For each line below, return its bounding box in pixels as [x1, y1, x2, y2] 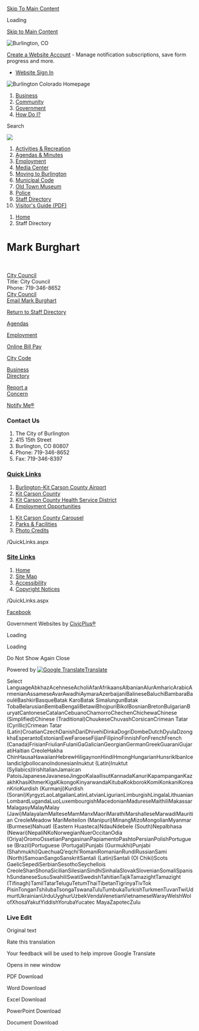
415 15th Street [15, 436, 52, 443]
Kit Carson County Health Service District [15, 496, 117, 503]
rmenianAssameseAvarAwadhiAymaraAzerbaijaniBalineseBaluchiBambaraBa [7, 690, 193, 697]
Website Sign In [15, 69, 54, 76]
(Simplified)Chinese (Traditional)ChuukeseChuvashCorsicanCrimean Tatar [7, 715, 188, 723]
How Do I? [15, 111, 41, 118]
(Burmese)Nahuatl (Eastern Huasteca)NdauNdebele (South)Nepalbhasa [7, 822, 182, 830]
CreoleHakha [31, 747, 63, 754]
